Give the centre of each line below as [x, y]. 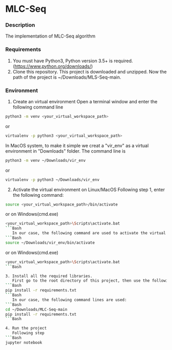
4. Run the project [26, 328]
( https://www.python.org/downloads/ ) [53, 66]
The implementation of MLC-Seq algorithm [50, 36]
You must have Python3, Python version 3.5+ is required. [73, 61]
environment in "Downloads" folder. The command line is [66, 151]
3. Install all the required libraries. [49, 276]
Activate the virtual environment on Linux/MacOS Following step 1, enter [89, 189]
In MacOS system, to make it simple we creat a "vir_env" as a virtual [77, 145]
